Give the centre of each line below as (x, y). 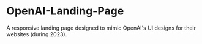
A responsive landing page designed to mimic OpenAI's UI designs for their (101, 28)
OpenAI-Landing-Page (65, 11)
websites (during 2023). (37, 34)
